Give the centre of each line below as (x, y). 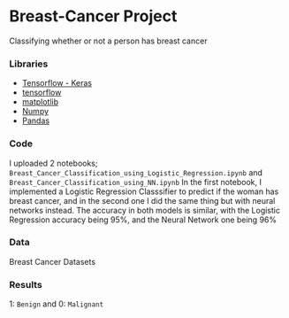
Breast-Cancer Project (93, 16)
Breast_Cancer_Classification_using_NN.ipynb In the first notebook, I (136, 182)
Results (26, 284)
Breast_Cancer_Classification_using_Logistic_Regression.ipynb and (136, 172)
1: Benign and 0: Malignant (57, 304)
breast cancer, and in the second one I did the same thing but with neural (142, 200)
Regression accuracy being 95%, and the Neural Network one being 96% (143, 220)
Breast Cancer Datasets (52, 261)
